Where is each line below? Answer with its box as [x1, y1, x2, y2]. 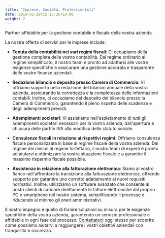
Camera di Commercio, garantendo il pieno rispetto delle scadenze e [12, 101, 152, 106]
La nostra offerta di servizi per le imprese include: [5, 39, 106, 45]
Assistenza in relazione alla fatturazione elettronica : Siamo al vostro [12, 166, 154, 171]
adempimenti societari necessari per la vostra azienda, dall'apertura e [12, 120, 154, 126]
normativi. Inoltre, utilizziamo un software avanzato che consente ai [12, 181, 150, 187]
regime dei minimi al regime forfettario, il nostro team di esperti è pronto [12, 146, 159, 152]
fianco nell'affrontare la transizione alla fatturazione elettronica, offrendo [12, 171, 160, 177]
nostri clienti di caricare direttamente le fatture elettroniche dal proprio [12, 187, 155, 193]
